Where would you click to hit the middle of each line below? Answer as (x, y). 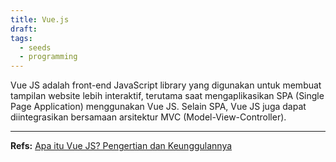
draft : (24, 29)
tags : (21, 38)
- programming (48, 57)
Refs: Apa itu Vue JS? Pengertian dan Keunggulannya (121, 146)
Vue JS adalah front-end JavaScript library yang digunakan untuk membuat (166, 85)
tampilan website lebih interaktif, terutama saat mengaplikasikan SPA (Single (167, 96)
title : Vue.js (40, 19)
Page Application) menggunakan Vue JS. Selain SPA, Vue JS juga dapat (158, 107)
